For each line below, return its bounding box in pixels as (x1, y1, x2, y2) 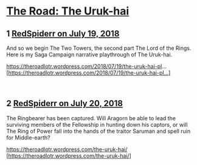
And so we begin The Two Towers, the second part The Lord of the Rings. (6, 44, 192, 52)
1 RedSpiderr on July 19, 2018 (6, 29, 120, 39)
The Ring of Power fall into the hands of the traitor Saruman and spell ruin (6, 127, 190, 135)
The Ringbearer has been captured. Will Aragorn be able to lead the (6, 114, 176, 122)
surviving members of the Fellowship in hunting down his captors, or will (6, 121, 188, 128)
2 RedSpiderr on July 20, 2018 (6, 98, 123, 109)
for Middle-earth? (6, 133, 50, 141)
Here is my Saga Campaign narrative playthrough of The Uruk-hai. (6, 51, 173, 58)
